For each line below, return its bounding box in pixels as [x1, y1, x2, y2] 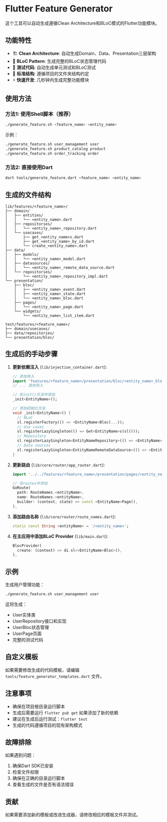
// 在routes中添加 [12, 481, 48, 486]
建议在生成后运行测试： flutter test [12, 716, 88, 722]
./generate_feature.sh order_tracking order [5, 151, 99, 156]
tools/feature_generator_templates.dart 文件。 [5, 673, 105, 679]
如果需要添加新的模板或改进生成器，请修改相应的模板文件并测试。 [5, 812, 141, 818]
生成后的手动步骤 [5, 350, 58, 358]
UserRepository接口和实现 [12, 618, 67, 624]
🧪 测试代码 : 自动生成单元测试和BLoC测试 [12, 64, 96, 70]
